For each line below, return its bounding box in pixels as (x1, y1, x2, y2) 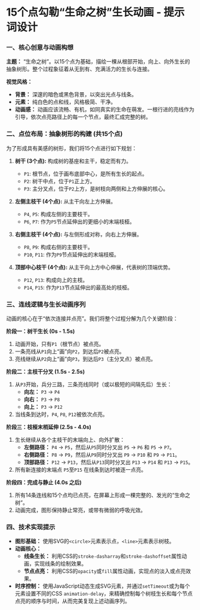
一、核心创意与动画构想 (6, 43, 73, 51)
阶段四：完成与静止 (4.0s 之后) (6, 479, 82, 486)
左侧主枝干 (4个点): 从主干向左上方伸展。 (14, 198, 116, 205)
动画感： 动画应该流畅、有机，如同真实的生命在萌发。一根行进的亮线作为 (14, 106, 195, 113)
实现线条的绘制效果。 (34, 560, 87, 567)
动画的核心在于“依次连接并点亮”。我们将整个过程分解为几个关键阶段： (6, 315, 179, 322)
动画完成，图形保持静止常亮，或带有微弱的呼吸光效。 (14, 506, 146, 514)
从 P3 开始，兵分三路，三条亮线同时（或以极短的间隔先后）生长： (14, 381, 173, 388)
